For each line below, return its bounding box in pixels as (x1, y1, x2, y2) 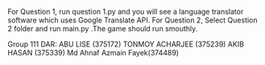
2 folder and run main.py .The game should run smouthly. (7, 24, 198, 33)
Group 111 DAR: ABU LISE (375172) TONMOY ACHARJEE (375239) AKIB (7, 39, 245, 49)
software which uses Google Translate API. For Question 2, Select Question (7, 15, 259, 25)
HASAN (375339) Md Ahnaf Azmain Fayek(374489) (7, 48, 179, 57)
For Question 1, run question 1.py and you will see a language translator (7, 7, 244, 16)
